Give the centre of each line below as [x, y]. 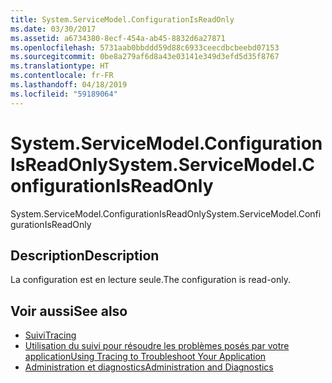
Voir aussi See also [69, 311]
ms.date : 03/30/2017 [53, 29]
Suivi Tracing [50, 335]
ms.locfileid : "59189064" [64, 94]
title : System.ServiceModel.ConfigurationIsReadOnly [122, 19]
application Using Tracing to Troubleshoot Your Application [145, 357]
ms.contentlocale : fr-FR [62, 76]
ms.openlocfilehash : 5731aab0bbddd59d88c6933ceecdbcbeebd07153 [145, 47]
